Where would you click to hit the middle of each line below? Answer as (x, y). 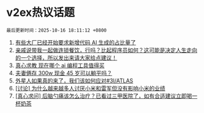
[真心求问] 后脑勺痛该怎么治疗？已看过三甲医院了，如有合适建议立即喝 (104, 96)
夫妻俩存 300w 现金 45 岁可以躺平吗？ (64, 73)
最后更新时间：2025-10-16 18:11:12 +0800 (56, 30)
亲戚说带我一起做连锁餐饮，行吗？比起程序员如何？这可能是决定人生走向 (106, 50)
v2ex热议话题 (41, 13)
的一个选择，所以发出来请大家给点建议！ (66, 57)
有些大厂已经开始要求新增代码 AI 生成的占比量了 (75, 42)
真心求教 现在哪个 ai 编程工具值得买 (60, 65)
